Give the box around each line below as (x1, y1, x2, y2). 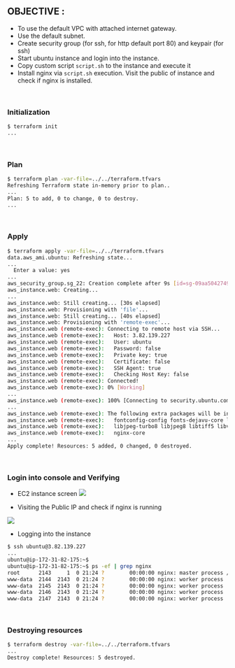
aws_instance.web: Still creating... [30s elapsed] (7, 299, 161, 306)
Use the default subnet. (17, 31, 85, 40)
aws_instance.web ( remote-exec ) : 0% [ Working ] (7, 384, 145, 391)
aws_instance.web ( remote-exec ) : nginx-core (7, 429, 145, 436)
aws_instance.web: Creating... (7, 287, 99, 294)
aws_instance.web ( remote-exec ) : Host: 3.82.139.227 (7, 332, 171, 339)
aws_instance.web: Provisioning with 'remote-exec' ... (7, 319, 171, 326)
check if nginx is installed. (17, 76, 93, 85)
